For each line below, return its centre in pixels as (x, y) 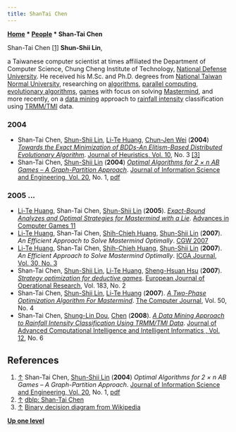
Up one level (26, 421)
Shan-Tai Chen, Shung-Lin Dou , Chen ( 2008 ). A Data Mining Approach (121, 316)
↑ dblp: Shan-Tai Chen (51, 400)
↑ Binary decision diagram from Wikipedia (79, 407)
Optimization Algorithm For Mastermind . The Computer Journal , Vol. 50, (122, 301)
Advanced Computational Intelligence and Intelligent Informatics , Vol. (119, 331)
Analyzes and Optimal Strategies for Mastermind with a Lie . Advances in (123, 218)
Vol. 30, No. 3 (37, 263)
